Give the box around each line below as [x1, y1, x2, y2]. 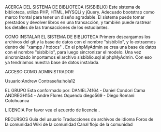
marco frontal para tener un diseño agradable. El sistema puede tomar [5, 14, 145, 20]
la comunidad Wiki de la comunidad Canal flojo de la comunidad [5, 121, 133, 127]
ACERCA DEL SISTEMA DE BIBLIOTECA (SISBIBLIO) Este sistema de [5, 4, 141, 10]
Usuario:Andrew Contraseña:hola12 [5, 78, 75, 84]
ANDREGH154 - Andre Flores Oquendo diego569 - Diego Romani [5, 92, 134, 98]
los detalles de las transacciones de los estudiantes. [5, 25, 109, 30]
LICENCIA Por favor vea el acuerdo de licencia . [5, 107, 100, 113]
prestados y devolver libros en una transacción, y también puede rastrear [5, 19, 151, 25]
